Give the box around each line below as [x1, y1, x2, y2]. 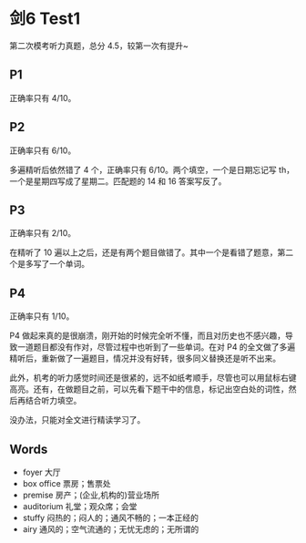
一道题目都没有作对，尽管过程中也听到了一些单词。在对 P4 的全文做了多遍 [16, 342, 296, 353]
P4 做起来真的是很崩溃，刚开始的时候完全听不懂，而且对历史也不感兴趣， [9, 330, 285, 342]
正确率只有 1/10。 [9, 311, 75, 322]
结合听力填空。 [25, 395, 82, 406]
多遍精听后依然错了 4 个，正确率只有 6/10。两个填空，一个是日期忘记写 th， [9, 164, 294, 175]
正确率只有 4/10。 [9, 92, 76, 103]
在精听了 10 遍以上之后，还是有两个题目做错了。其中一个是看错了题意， [9, 247, 278, 258]
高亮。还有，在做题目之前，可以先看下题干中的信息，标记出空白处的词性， [9, 384, 289, 394]
